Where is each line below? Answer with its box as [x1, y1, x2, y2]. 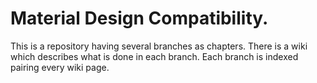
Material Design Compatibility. [10, 7, 269, 30]
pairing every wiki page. [10, 61, 110, 73]
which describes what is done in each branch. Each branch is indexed [10, 50, 299, 62]
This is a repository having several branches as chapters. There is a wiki [10, 40, 308, 52]
